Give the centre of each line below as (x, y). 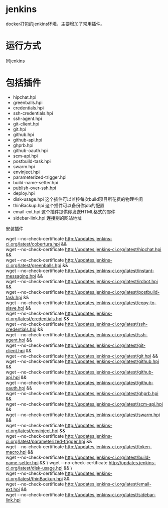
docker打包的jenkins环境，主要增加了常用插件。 (55, 24)
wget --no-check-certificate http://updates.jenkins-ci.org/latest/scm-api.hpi (85, 404)
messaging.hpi (21, 276)
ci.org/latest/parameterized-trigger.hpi (45, 441)
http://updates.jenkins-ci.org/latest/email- (108, 484)
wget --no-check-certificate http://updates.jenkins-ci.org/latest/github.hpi (82, 361)
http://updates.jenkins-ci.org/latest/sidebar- (110, 494)
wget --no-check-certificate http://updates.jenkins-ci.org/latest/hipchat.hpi (84, 249)
